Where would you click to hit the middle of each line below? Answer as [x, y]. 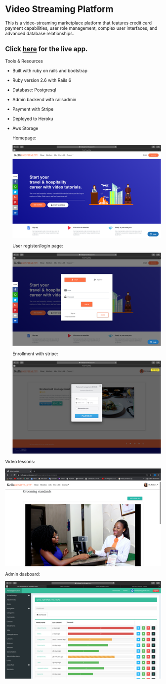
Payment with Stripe [33, 109]
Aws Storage [25, 128]
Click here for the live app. [46, 49]
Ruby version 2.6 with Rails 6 [42, 80]
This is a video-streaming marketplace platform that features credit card [79, 23]
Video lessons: [20, 462]
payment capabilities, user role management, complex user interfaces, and [81, 28]
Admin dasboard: [23, 574]
